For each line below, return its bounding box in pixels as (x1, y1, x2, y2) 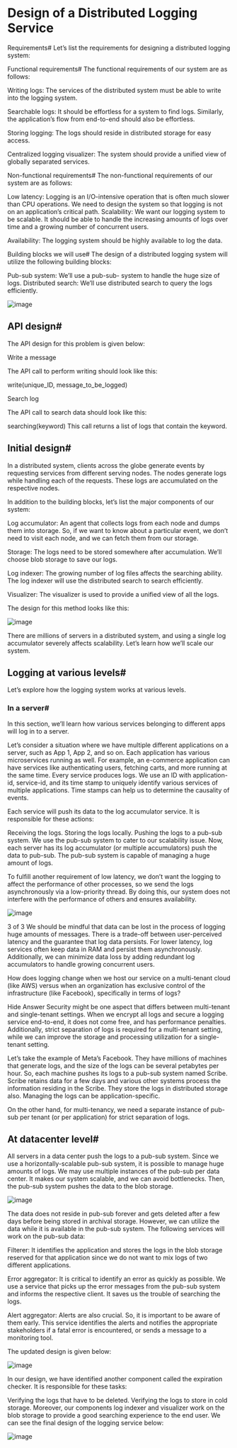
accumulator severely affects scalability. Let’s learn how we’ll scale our (7, 639, 214, 647)
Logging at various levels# (7, 666, 127, 678)
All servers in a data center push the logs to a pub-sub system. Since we (7, 1152, 219, 1160)
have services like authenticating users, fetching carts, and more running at (7, 763, 228, 772)
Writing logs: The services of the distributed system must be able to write (7, 86, 221, 94)
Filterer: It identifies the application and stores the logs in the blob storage (7, 1246, 223, 1255)
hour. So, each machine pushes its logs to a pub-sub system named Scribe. (7, 1069, 228, 1077)
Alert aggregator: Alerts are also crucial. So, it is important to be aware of (7, 1311, 221, 1320)
